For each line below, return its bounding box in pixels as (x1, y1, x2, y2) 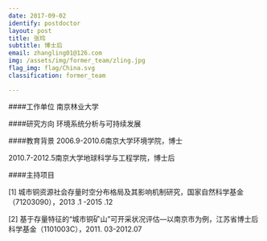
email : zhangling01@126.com (8, 49, 103, 57)
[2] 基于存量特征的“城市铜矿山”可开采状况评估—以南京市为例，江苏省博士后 (8, 214, 259, 223)
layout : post (8, 27, 52, 35)
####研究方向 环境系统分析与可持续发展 (8, 118, 142, 129)
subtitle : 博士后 (8, 42, 63, 50)
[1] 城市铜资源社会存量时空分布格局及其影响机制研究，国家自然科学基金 (8, 186, 244, 197)
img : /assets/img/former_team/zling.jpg (8, 57, 146, 65)
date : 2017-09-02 (8, 11, 67, 20)
